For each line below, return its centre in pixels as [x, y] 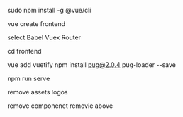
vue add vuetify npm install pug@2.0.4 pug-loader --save [91, 65]
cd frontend [24, 51]
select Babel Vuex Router [44, 37]
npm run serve [29, 78]
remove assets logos [38, 92]
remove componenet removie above [60, 106]
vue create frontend [37, 24]
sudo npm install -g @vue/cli [49, 10]
